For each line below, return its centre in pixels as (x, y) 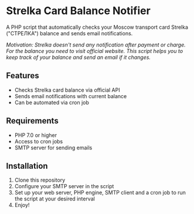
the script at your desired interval (55, 199)
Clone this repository (40, 180)
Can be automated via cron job (52, 102)
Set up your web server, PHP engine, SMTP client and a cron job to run (100, 193)
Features (23, 76)
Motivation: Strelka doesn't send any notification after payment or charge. (96, 45)
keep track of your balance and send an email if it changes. (79, 57)
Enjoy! (22, 205)
